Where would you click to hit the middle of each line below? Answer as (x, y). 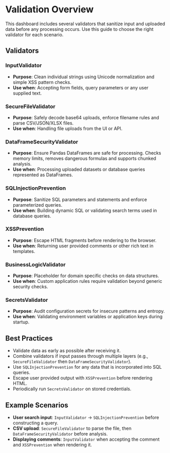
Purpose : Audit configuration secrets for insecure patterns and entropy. (89, 311)
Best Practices (29, 338)
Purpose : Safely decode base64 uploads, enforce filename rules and (86, 117)
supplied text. (27, 93)
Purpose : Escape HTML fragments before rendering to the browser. (84, 240)
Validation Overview (50, 10)
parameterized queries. (37, 205)
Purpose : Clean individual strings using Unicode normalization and (83, 77)
